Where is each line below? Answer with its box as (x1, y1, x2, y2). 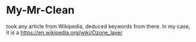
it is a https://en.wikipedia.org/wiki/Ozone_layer (6, 29, 123, 36)
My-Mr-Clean (6, 3, 75, 17)
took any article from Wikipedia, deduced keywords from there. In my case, (6, 23, 191, 30)
